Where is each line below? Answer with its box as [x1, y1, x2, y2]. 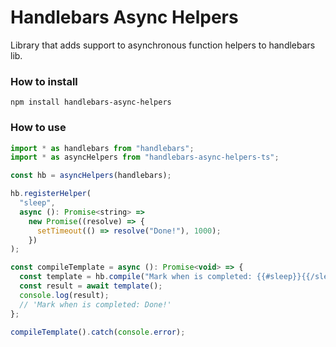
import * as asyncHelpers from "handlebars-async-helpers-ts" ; [10, 152, 280, 163]
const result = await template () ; [19, 281, 163, 291]
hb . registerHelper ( [10, 189, 92, 199]
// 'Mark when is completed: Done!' [19, 299, 172, 310]
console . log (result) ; [19, 290, 110, 300]
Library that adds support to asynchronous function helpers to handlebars [10, 39, 316, 51]
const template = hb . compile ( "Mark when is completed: [19, 272, 253, 282]
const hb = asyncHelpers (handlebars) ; [10, 171, 172, 181]
